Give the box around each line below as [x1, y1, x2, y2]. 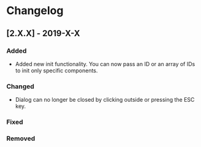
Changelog [6, 4, 64, 18]
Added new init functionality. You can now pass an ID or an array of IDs [15, 60, 195, 67]
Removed [6, 134, 36, 143]
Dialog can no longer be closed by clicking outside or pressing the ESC [15, 96, 195, 104]
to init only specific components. [15, 67, 98, 74]
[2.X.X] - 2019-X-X [6, 28, 81, 39]
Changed [6, 82, 35, 91]
